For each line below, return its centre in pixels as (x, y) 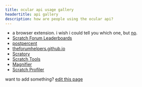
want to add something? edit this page (44, 79)
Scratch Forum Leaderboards (42, 38)
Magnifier (22, 64)
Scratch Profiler (28, 70)
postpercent (25, 43)
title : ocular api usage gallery (39, 10)
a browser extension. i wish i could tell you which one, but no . (75, 33)
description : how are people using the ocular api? (59, 19)
